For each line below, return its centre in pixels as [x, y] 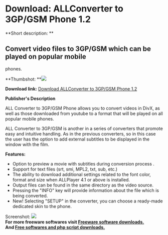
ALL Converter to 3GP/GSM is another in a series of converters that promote [84, 128]
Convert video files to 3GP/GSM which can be [78, 49]
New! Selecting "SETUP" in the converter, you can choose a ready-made [88, 201]
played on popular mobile [46, 57]
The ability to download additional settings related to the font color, [82, 174]
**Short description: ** [29, 33]
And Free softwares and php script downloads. [55, 227]
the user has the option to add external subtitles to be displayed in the [77, 139]
